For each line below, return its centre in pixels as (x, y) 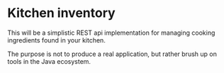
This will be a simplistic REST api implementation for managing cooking (111, 33)
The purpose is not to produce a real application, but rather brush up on (112, 54)
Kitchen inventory (61, 13)
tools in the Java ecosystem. (49, 61)
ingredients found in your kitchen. (57, 40)
